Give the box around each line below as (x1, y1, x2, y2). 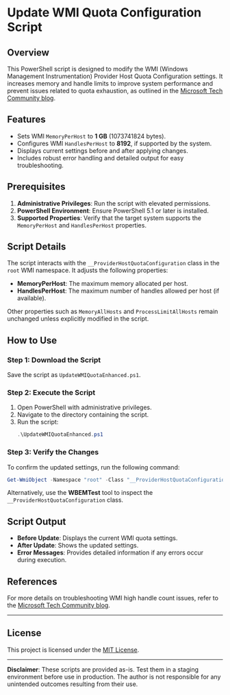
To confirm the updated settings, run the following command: (7, 463, 180, 471)
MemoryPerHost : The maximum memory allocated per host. (16, 280, 188, 288)
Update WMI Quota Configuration (7, 5, 202, 21)
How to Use (7, 334, 57, 346)
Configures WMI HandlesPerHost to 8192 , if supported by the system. (16, 139, 212, 147)
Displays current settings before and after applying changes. (16, 146, 188, 155)
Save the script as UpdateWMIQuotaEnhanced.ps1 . (7, 371, 141, 379)
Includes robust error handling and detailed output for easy (16, 154, 184, 162)
